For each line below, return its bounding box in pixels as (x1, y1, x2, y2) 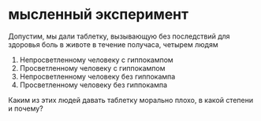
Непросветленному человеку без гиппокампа (19, 71, 176, 81)
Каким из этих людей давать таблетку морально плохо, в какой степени (8, 95, 254, 104)
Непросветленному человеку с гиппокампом (19, 55, 173, 64)
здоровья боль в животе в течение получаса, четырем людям (8, 39, 218, 49)
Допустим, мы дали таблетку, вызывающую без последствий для (8, 31, 230, 41)
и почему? (8, 104, 43, 113)
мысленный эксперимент (8, 5, 189, 24)
